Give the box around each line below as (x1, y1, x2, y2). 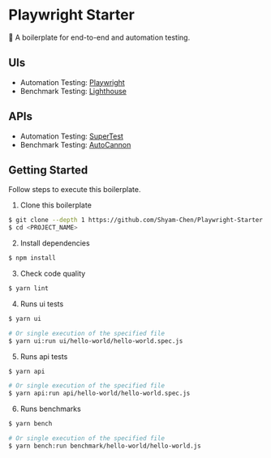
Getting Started (8, 163, 88, 177)
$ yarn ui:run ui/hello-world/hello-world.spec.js (8, 336, 183, 345)
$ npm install (8, 254, 57, 263)
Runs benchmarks (19, 404, 81, 414)
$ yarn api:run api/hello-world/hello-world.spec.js (8, 389, 191, 398)
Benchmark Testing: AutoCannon (19, 139, 131, 149)
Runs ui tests (19, 298, 64, 309)
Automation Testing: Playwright (19, 77, 126, 87)
